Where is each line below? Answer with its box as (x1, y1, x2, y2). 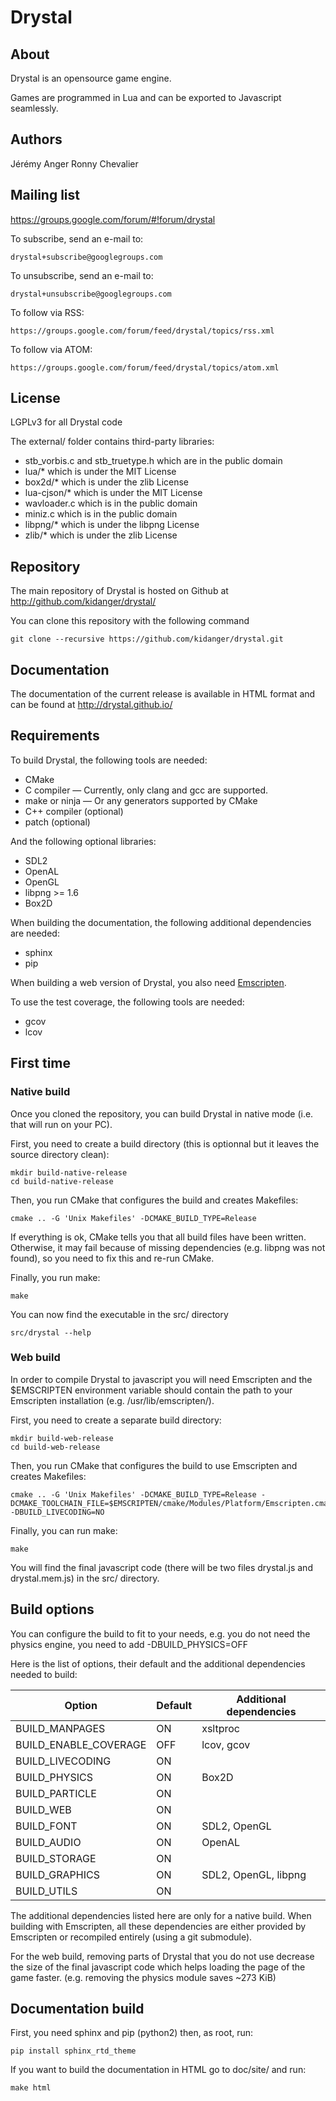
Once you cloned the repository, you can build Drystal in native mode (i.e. (10, 1107, 314, 1120)
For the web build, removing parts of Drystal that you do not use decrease (10, 1950, 315, 1962)
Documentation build (10, 2001, 145, 2018)
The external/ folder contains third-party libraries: (10, 436, 215, 448)
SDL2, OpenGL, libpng (201, 1867, 307, 1881)
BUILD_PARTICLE (15, 1786, 97, 1800)
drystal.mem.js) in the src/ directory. (10, 1572, 160, 1584)
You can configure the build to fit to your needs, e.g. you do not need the (10, 1627, 311, 1640)
